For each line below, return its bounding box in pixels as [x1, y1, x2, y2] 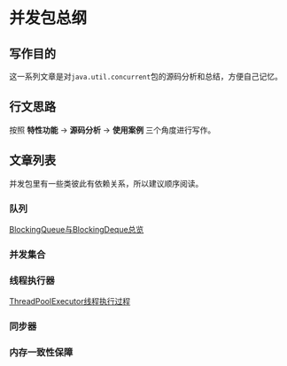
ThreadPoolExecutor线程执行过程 [9, 296, 131, 307]
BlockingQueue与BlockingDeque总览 [9, 224, 144, 234]
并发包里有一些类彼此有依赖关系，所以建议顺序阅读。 [9, 178, 204, 188]
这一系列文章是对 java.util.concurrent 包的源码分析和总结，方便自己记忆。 [9, 72, 283, 81]
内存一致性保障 [9, 346, 74, 358]
